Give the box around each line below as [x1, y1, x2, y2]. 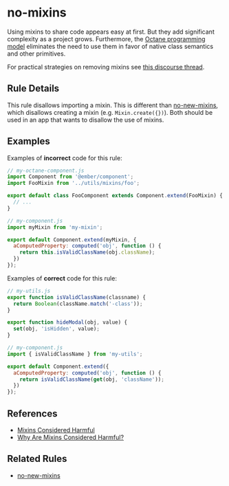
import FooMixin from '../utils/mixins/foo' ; [7, 180, 140, 187]
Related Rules [7, 453, 67, 465]
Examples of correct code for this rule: [7, 274, 117, 283]
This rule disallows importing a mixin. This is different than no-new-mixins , [7, 101, 219, 109]
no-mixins [7, 5, 67, 21]
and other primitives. [7, 49, 66, 58]
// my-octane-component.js [7, 167, 85, 174]
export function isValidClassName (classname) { [7, 294, 146, 300]
